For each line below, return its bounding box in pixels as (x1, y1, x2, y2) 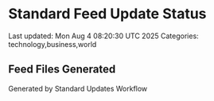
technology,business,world (8, 39, 97, 49)
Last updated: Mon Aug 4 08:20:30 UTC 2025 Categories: (8, 31, 199, 41)
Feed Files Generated (8, 63, 116, 76)
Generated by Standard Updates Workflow (8, 84, 148, 93)
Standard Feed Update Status (8, 5, 207, 23)
